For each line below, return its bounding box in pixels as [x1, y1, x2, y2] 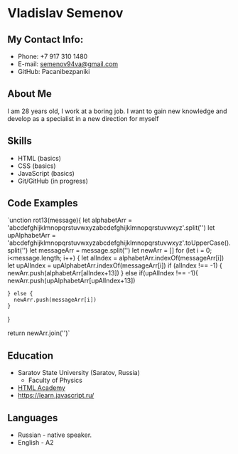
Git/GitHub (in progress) [17, 176, 89, 185]
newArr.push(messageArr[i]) [13, 297, 97, 304]
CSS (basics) [17, 162, 56, 170]
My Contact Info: [7, 33, 84, 46]
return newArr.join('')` [7, 329, 70, 337]
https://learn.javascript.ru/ [17, 391, 94, 400]
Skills [7, 135, 32, 147]
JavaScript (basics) [17, 169, 75, 177]
